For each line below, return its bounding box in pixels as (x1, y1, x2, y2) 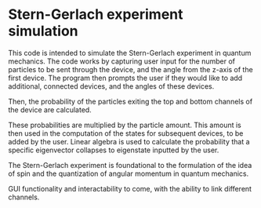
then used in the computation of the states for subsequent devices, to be (8, 128, 244, 138)
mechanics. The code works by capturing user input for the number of (8, 57, 236, 66)
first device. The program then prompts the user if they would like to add (8, 73, 243, 82)
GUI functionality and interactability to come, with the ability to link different (8, 184, 252, 193)
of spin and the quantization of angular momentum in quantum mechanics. (8, 169, 249, 178)
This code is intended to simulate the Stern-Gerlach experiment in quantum (8, 48, 252, 57)
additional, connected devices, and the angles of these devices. (8, 81, 215, 91)
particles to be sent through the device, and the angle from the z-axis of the (8, 64, 253, 74)
